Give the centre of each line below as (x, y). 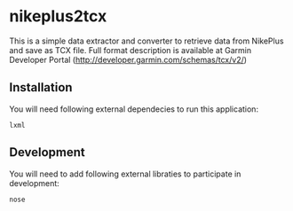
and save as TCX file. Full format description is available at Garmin (130, 50)
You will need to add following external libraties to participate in (125, 174)
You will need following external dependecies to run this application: (134, 109)
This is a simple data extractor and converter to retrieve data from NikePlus (146, 41)
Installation (41, 87)
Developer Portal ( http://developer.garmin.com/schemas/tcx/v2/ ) (128, 59)
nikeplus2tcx (58, 16)
